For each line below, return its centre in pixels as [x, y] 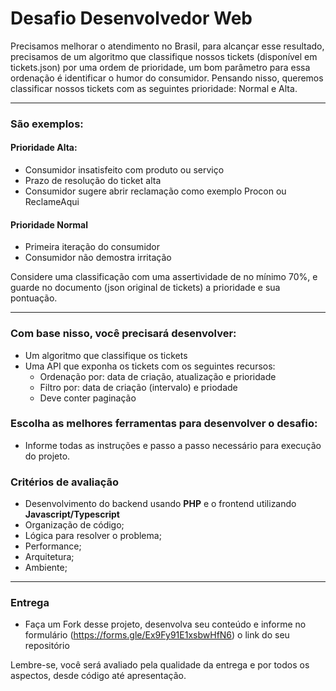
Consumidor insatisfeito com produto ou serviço [124, 170]
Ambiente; [46, 568]
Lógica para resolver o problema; [93, 536]
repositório [47, 646]
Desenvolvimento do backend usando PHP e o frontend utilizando [160, 504]
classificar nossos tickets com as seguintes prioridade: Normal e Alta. [154, 88]
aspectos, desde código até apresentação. [98, 676]
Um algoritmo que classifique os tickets [106, 355]
